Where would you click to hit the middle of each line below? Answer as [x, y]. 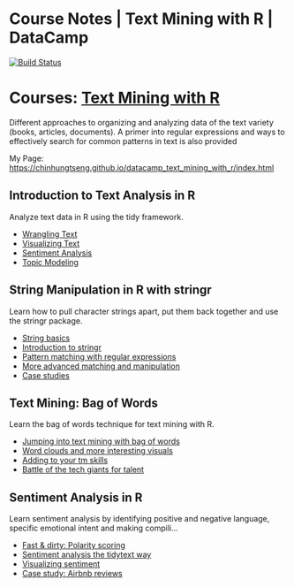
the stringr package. [46, 320]
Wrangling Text [49, 233]
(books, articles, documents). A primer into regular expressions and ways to [147, 132]
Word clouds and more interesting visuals [98, 451]
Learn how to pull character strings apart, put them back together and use [144, 311]
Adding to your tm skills [65, 461]
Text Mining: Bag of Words [84, 403]
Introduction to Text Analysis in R [102, 196]
